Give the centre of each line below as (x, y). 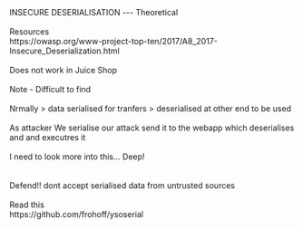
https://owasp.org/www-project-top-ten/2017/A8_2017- (113, 41)
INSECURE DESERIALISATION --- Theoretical (94, 12)
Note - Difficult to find (50, 89)
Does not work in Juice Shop (64, 70)
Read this (27, 205)
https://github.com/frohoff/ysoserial (76, 214)
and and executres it (48, 137)
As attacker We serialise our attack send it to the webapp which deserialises (152, 128)
